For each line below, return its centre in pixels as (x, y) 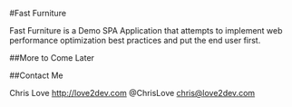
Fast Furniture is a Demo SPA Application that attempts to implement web (146, 30)
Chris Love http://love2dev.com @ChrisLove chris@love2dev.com (132, 93)
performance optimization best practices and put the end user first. (135, 40)
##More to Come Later (52, 58)
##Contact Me (36, 75)
